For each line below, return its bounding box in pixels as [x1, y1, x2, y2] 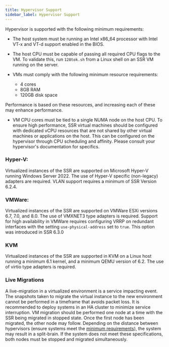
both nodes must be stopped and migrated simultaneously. [5, 336, 128, 342]
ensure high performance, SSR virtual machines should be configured [12, 122, 158, 128]
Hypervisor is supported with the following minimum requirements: [5, 26, 144, 32]
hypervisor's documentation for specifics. [12, 143, 100, 149]
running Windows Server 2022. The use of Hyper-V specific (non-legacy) [5, 172, 158, 179]
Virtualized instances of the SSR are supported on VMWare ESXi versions [5, 208, 158, 214]
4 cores [20, 81, 36, 87]
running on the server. [12, 62, 59, 68]
